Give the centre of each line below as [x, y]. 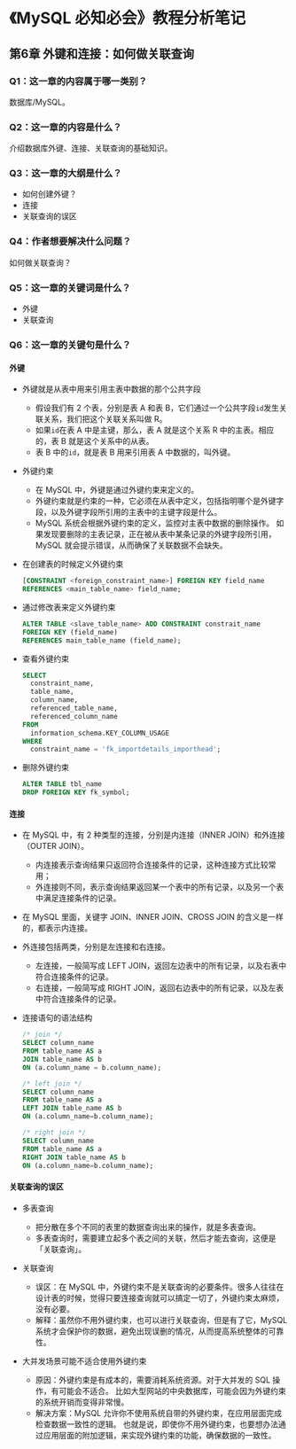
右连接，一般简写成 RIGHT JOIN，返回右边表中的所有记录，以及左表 [160, 988]
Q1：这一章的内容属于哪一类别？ [78, 81]
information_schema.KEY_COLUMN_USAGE [100, 733]
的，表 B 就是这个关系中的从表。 [94, 441]
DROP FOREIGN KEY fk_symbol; [76, 793]
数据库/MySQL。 [40, 102]
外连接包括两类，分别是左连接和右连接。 [96, 947]
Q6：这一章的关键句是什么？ [70, 345]
